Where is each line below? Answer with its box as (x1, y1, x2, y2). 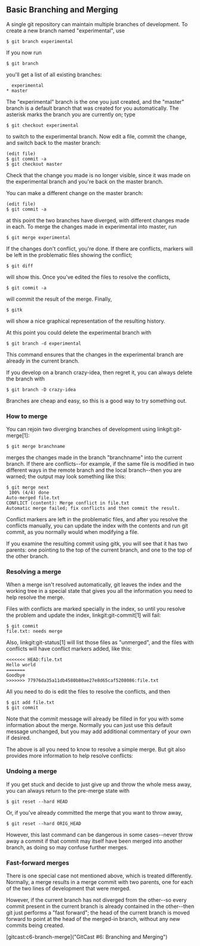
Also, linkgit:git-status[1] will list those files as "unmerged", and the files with (6, 639, 194, 646)
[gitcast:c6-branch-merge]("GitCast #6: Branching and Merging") (6, 933, 168, 940)
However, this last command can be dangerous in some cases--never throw (6, 831, 193, 838)
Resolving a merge (6, 568, 61, 576)
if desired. (6, 734, 31, 741)
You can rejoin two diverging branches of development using (6, 426, 156, 433)
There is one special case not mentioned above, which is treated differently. (6, 872, 193, 879)
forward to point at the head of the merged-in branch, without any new (6, 916, 180, 922)
